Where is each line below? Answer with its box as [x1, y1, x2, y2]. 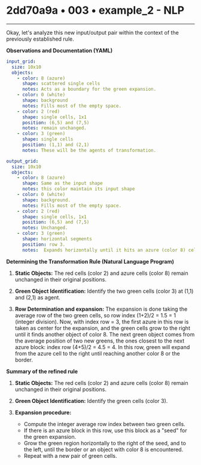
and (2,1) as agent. [14, 293, 61, 301]
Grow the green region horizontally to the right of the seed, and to [23, 439, 187, 446]
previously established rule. [6, 35, 74, 42]
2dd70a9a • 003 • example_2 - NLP [6, 4, 184, 17]
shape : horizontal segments [22, 236, 93, 242]
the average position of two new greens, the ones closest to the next [14, 337, 185, 344]
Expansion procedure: [14, 409, 72, 416]
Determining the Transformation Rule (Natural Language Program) [6, 258, 175, 265]
